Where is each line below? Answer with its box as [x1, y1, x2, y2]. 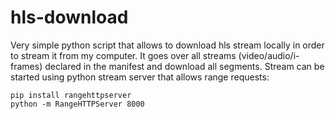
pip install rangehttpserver [10, 90, 132, 100]
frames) [10, 60, 43, 72]
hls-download [10, 6, 129, 29]
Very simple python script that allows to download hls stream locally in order [10, 39, 325, 51]
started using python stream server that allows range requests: [10, 71, 270, 83]
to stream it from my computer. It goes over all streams [10, 49, 237, 61]
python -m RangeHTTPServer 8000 [10, 99, 145, 109]
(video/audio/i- [238, 49, 300, 61]
